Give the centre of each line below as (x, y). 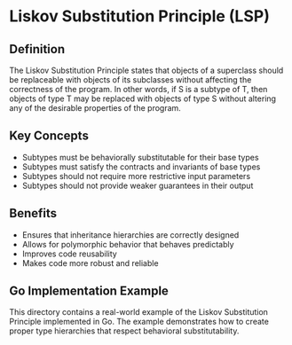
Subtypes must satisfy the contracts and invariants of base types (141, 167)
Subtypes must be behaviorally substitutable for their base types (140, 157)
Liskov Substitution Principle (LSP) (140, 16)
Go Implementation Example (89, 291)
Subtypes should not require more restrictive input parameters (136, 176)
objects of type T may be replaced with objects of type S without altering (143, 98)
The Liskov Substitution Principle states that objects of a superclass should (146, 70)
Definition (37, 49)
